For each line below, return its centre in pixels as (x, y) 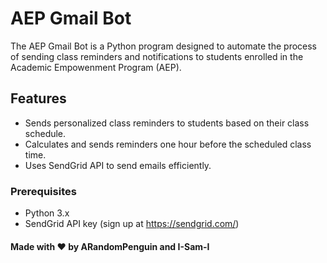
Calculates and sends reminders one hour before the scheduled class (168, 144)
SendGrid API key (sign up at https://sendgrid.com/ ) (132, 224)
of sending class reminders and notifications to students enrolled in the (157, 56)
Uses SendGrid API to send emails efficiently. (118, 165)
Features (38, 98)
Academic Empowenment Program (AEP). (96, 67)
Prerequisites (43, 191)
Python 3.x (47, 213)
